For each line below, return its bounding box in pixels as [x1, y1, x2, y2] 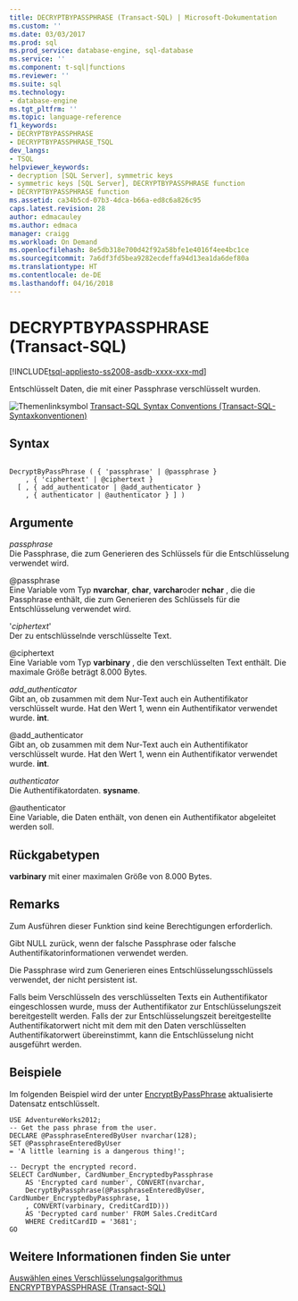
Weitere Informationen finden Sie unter [9, 1249, 231, 1264]
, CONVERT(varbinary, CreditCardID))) [25, 1201, 170, 1211]
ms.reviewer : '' [9, 71, 70, 80]
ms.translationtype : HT [9, 263, 98, 272]
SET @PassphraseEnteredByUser [9, 1138, 122, 1148]
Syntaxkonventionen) [9, 410, 87, 421]
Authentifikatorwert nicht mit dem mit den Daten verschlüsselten [9, 1020, 247, 1030]
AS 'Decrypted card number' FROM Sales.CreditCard [25, 1209, 218, 1218]
